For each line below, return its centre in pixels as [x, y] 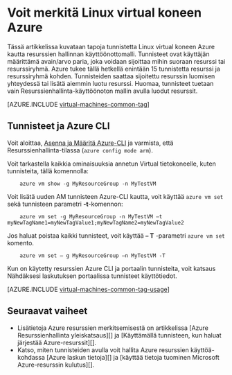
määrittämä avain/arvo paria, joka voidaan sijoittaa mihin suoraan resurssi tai [116, 61]
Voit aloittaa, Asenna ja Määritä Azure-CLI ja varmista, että [90, 143]
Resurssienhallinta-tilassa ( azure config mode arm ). [80, 150]
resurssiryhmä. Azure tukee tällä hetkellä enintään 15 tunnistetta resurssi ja [114, 69]
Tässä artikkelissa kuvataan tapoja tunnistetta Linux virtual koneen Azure [111, 46]
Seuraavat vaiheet [47, 311]
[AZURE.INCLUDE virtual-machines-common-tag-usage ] [88, 289]
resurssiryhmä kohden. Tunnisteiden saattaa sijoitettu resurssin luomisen [111, 76]
